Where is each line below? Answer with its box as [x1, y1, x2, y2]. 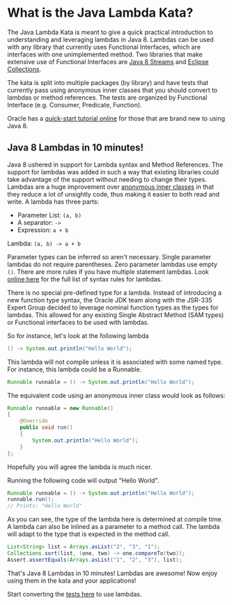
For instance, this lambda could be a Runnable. [7, 365, 142, 374]
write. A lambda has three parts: [7, 197, 100, 206]
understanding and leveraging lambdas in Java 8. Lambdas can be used [7, 35, 214, 43]
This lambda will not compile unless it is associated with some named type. [7, 358, 223, 366]
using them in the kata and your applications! [7, 576, 137, 585]
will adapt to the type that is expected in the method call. [7, 530, 170, 538]
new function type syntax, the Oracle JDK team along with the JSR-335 [7, 296, 212, 304]
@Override [20, 418, 49, 424]
